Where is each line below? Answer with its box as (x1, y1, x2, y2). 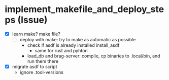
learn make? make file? (12, 31, 60, 37)
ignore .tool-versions (19, 69, 64, 75)
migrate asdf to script (12, 64, 57, 70)
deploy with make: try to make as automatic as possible (19, 37, 136, 42)
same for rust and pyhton (35, 48, 88, 54)
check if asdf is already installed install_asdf (27, 42, 120, 48)
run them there (27, 58, 59, 64)
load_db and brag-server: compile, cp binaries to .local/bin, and (27, 53, 160, 59)
